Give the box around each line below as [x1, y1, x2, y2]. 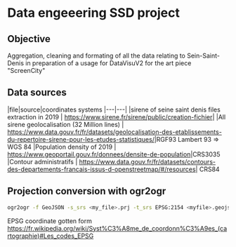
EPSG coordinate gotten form [7, 216, 93, 225]
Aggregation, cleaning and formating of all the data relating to [7, 51, 186, 60]
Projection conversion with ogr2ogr [7, 185, 166, 197]
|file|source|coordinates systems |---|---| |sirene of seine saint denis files [7, 105, 221, 114]
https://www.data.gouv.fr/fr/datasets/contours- [79, 157, 216, 166]
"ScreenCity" [7, 67, 46, 74]
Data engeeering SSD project [7, 5, 181, 21]
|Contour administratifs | [7, 157, 78, 166]
